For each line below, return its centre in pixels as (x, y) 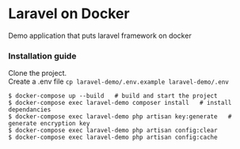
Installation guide (42, 56)
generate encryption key (49, 124)
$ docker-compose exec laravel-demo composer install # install (120, 103)
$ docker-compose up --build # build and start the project (113, 96)
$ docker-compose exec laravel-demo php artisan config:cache (113, 138)
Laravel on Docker (69, 14)
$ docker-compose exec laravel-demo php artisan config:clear (113, 131)
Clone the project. (38, 73)
